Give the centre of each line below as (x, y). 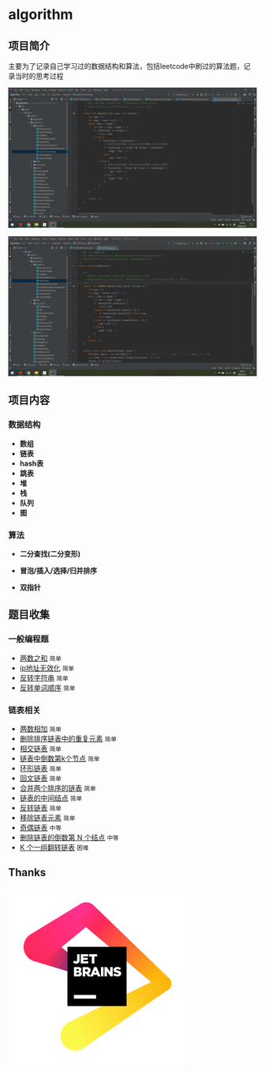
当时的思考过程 (39, 76)
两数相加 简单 (40, 728)
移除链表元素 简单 (47, 817)
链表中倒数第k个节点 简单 (60, 758)
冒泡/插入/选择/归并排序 (58, 570)
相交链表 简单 (40, 748)
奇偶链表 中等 (40, 827)
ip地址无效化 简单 (47, 668)
